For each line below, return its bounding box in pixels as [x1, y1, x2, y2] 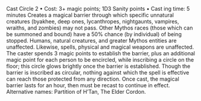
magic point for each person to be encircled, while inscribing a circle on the [6, 57, 194, 63]
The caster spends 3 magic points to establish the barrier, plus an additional [6, 50, 195, 57]
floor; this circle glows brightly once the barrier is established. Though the [6, 63, 191, 70]
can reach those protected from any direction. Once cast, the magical [6, 75, 179, 82]
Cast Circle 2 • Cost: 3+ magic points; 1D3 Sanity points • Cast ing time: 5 [6, 5, 190, 12]
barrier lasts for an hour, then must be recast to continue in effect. [6, 82, 170, 89]
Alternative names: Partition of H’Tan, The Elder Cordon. [6, 88, 146, 95]
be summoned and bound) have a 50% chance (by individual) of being [6, 31, 182, 38]
